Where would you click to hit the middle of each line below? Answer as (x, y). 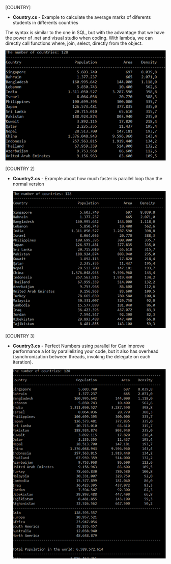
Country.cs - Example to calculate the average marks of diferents (82, 17)
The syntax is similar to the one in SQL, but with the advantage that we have (85, 32)
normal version (28, 184)
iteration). (23, 362)
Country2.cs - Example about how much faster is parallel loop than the (88, 178)
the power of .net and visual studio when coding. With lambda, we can (79, 38)
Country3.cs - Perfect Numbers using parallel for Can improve (79, 346)
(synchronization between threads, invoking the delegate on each (81, 356)
